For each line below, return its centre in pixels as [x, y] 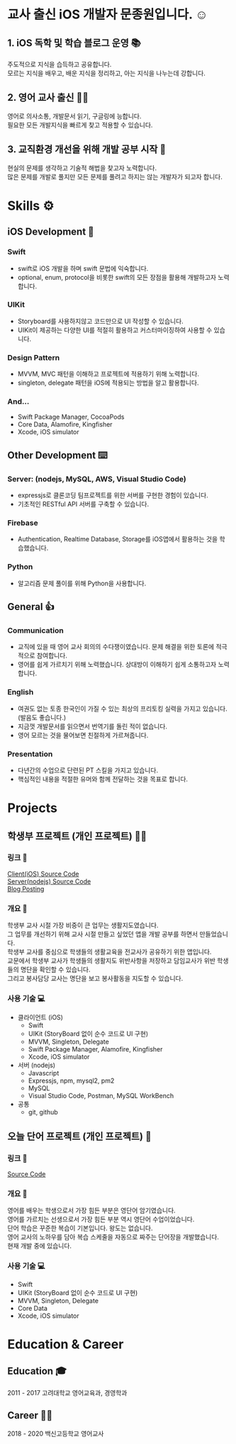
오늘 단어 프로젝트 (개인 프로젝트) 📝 [79, 1136]
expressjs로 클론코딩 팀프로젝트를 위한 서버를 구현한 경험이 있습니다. [113, 495]
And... [18, 402]
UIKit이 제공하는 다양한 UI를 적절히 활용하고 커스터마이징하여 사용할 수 [115, 329]
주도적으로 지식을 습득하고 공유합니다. [60, 64]
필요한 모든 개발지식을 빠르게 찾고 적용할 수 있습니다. [80, 125]
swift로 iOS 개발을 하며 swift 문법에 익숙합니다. [83, 268]
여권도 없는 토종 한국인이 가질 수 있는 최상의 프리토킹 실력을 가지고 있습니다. [123, 709]
